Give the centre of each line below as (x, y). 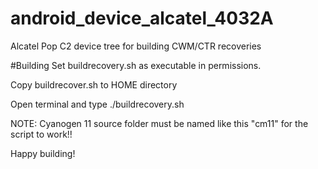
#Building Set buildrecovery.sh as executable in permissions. (136, 65)
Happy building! (43, 153)
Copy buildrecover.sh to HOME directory (94, 84)
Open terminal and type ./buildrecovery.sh (97, 104)
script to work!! (41, 134)
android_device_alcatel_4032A (142, 18)
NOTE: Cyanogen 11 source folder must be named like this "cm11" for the (159, 123)
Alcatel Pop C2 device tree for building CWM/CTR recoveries (136, 46)
